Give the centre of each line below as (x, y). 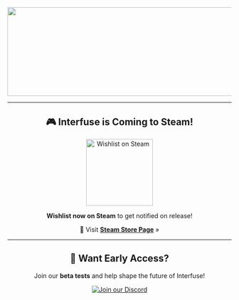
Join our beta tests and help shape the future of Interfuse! (119, 275)
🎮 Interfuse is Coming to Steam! (119, 122)
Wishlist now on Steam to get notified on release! (119, 215)
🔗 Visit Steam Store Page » (119, 229)
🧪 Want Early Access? (119, 258)
